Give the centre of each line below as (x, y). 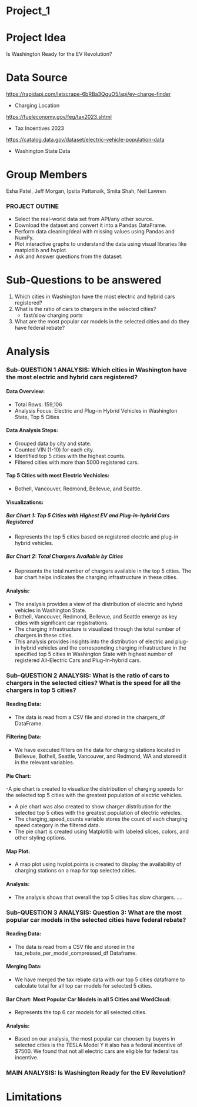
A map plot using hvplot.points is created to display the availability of (98, 864)
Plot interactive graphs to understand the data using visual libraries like (101, 244)
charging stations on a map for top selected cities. (75, 871)
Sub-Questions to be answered (84, 280)
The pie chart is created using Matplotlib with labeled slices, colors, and (102, 832)
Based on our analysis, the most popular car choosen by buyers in (95, 1039)
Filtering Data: (24, 737)
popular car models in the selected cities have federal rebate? (96, 919)
